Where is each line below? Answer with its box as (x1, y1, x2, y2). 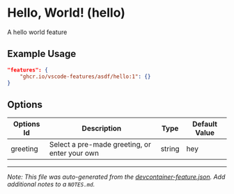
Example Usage (7, 48, 77, 60)
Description (81, 124, 122, 134)
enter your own (49, 148, 100, 158)
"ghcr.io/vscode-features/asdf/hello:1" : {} (19, 73, 151, 80)
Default (192, 120, 218, 129)
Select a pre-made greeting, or (49, 140, 151, 149)
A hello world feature (7, 28, 68, 36)
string (160, 144, 180, 154)
